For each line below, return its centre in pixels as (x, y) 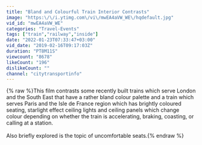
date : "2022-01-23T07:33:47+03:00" (51, 40)
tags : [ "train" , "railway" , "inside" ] (52, 34)
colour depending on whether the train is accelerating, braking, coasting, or (100, 117)
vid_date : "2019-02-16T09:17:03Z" (50, 46)
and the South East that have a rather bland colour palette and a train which (100, 97)
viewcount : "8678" (29, 57)
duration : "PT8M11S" (32, 51)
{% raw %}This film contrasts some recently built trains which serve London (101, 91)
